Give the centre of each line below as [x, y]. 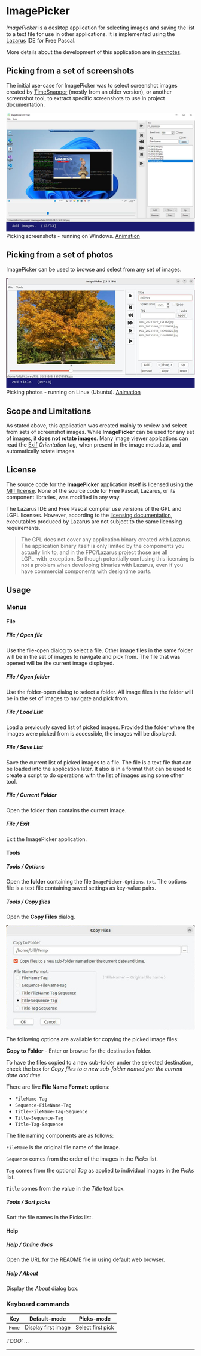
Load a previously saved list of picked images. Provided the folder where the [100, 727]
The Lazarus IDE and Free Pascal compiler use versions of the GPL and [94, 508]
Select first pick [95, 1328]
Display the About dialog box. [42, 1289]
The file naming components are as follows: [60, 1135]
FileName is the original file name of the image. [63, 1147]
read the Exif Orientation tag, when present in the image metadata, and [94, 444]
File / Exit [18, 824]
